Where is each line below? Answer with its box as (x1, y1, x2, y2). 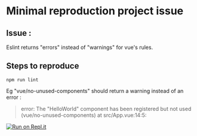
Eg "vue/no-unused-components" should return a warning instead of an (6, 87, 184, 94)
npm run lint (6, 76, 39, 83)
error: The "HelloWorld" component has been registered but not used (20, 105, 192, 112)
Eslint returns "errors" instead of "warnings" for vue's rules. (6, 44, 153, 51)
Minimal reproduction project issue (6, 4, 184, 18)
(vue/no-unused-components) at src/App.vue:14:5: (20, 112, 147, 119)
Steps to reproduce (6, 61, 79, 71)
